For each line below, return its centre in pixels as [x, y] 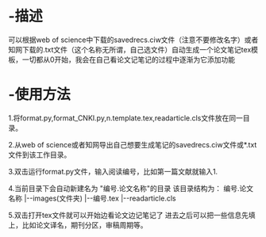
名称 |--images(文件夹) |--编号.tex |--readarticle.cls [92, 198]
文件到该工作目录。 [40, 155]
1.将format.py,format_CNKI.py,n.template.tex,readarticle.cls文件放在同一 [126, 118]
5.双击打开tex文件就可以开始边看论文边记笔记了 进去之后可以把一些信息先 [128, 215]
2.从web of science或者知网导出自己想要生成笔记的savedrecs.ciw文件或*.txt [133, 144]
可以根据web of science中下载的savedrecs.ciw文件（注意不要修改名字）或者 [133, 40]
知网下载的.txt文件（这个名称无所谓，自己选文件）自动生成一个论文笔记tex [130, 49]
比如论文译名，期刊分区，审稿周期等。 [85, 225]
